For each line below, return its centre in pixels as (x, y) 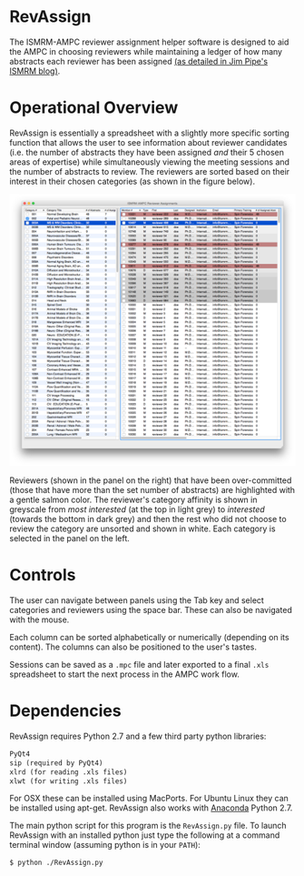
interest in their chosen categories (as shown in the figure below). (132, 181)
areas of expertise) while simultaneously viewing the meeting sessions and (150, 162)
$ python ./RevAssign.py (56, 863)
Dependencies (65, 711)
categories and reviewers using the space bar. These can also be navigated (151, 610)
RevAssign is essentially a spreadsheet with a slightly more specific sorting (150, 133)
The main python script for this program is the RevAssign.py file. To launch (148, 826)
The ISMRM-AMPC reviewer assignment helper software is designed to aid (149, 42)
